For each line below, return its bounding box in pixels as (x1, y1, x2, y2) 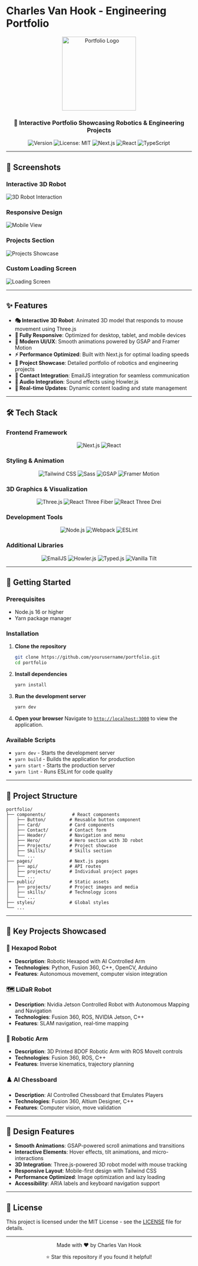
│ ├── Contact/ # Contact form (6, 827, 107, 833)
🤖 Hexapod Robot (6, 944, 57, 953)
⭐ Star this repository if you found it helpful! (46, 1254, 152, 1261)
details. (6, 1225, 24, 1232)
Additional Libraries (6, 541, 64, 549)
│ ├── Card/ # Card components (6, 822, 115, 828)
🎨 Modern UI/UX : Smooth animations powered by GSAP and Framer (14, 338, 180, 345)
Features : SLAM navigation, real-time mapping (14, 1020, 128, 1027)
